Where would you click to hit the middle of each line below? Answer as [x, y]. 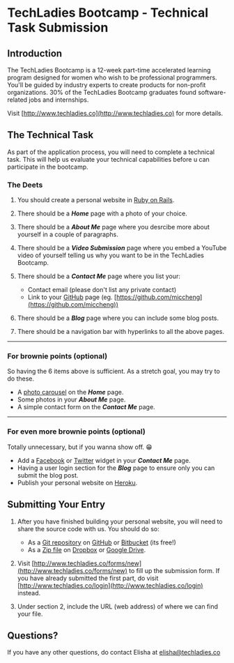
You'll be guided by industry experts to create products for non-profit [107, 85]
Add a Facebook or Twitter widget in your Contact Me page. [104, 460]
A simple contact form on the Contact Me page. [86, 407]
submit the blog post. [48, 475]
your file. [30, 614]
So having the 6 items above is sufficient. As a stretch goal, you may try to [114, 372]
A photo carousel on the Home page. [70, 393]
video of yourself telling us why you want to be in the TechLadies [110, 255]
